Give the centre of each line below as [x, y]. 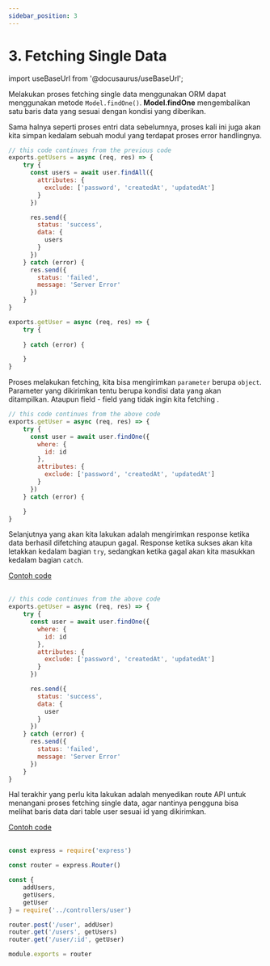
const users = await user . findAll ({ [91, 173]
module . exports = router [50, 955]
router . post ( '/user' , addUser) [61, 925]
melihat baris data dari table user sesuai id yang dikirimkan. [107, 812]
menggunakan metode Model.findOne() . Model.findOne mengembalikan [129, 103]
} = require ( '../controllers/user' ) [70, 910]
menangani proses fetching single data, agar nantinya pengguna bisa [123, 803]
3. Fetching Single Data [88, 55]
